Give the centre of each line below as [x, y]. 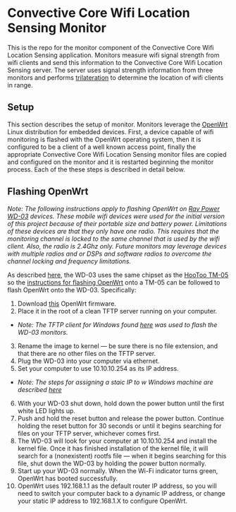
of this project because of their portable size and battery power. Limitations [117, 223]
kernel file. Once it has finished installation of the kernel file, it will [113, 448]
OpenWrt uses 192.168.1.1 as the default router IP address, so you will [117, 486]
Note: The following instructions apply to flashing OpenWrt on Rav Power [114, 208]
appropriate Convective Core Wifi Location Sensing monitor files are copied [117, 154]
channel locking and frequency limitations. [69, 261]
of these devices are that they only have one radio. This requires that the [113, 231]
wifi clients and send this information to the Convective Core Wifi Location [115, 62]
